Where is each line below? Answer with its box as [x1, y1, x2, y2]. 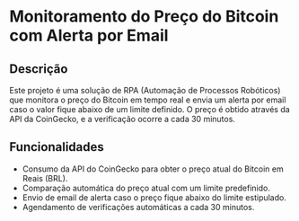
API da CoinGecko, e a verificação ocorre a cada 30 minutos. [9, 114, 236, 124]
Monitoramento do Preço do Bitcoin [9, 6, 279, 27]
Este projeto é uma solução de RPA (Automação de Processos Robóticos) [9, 85, 281, 95]
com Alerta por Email [9, 25, 169, 46]
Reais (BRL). [22, 172, 68, 183]
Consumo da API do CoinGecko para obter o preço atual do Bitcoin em [22, 164, 285, 174]
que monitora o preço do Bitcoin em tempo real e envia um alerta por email [9, 94, 286, 105]
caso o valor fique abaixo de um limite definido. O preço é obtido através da [9, 104, 290, 114]
